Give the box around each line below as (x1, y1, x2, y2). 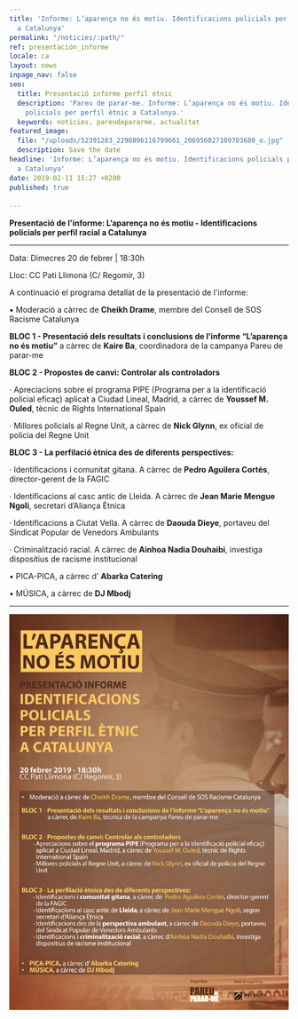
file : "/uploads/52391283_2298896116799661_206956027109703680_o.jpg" (17, 136, 284, 146)
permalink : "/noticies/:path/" (9, 33, 125, 42)
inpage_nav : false (9, 71, 77, 80)
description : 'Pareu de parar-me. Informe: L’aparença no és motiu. (17, 99, 276, 107)
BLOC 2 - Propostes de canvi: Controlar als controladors (9, 367, 220, 378)
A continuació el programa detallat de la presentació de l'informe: (9, 287, 248, 298)
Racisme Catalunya (9, 314, 80, 324)
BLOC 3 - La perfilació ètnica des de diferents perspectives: (9, 447, 234, 458)
